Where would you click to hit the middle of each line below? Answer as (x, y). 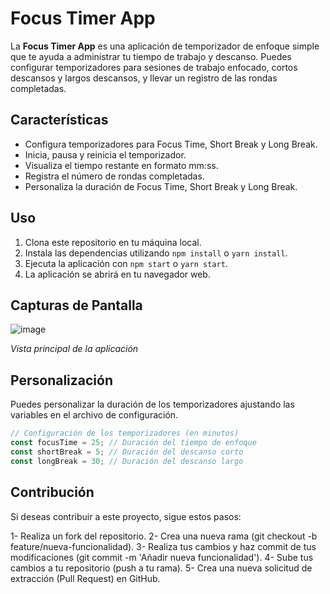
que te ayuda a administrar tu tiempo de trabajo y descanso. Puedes (151, 56)
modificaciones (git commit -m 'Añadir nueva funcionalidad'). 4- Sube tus (162, 557)
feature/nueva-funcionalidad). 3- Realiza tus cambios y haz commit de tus (163, 546)
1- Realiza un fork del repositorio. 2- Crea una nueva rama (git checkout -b (164, 536)
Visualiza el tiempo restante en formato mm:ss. (121, 165)
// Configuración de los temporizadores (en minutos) (125, 433)
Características (59, 120)
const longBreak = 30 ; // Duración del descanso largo (127, 461)
